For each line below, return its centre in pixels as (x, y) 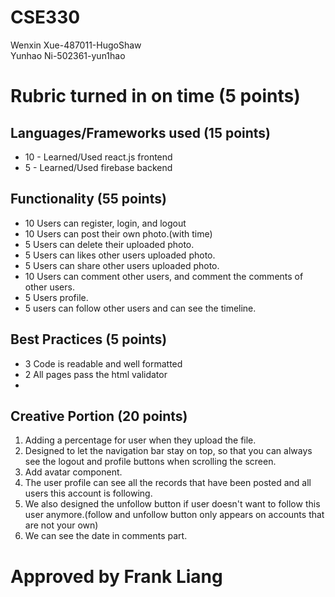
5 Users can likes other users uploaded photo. (120, 255)
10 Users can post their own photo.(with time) (118, 233)
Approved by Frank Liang (116, 576)
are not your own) (61, 525)
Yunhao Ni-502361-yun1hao (68, 55)
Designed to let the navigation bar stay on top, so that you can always (168, 451)
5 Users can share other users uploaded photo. (122, 265)
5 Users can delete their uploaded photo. (109, 244)
